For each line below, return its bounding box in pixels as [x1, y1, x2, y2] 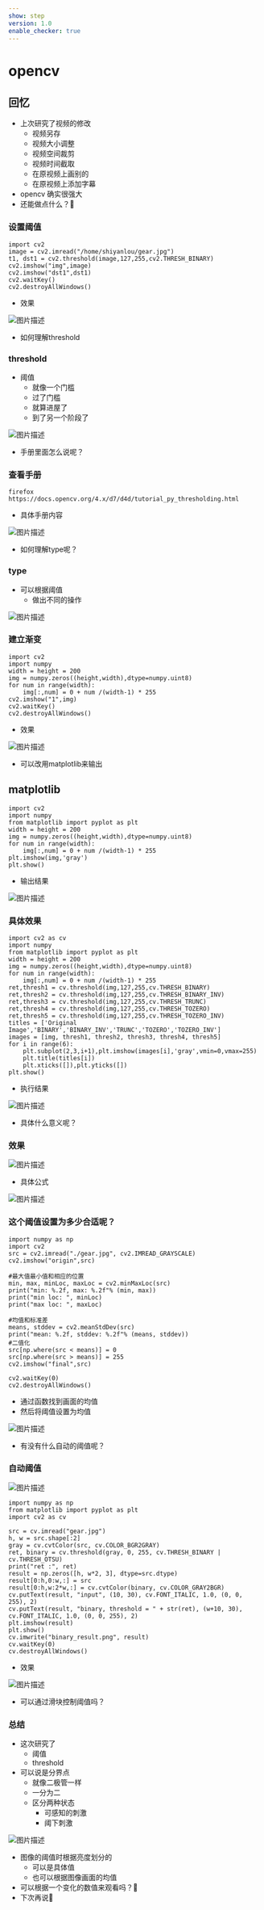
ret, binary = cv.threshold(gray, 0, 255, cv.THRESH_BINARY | [8, 1548, 221, 1556]
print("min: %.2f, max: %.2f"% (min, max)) [8, 1286, 157, 1295]
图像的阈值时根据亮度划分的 [19, 1853, 113, 1862]
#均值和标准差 [8, 1316, 48, 1324]
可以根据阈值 [19, 585, 63, 594]
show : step [8, 11, 45, 20]
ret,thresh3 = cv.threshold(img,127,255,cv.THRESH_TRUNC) [8, 997, 207, 1005]
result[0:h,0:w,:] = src [8, 1576, 92, 1585]
